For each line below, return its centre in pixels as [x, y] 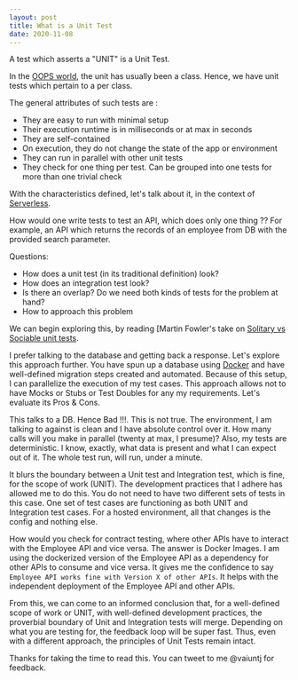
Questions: [29, 257]
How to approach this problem [78, 312]
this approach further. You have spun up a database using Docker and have [147, 365]
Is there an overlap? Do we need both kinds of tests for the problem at [150, 293]
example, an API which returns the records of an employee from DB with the [148, 230]
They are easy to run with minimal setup [95, 120]
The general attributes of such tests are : [83, 103]
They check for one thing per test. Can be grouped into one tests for [147, 167]
